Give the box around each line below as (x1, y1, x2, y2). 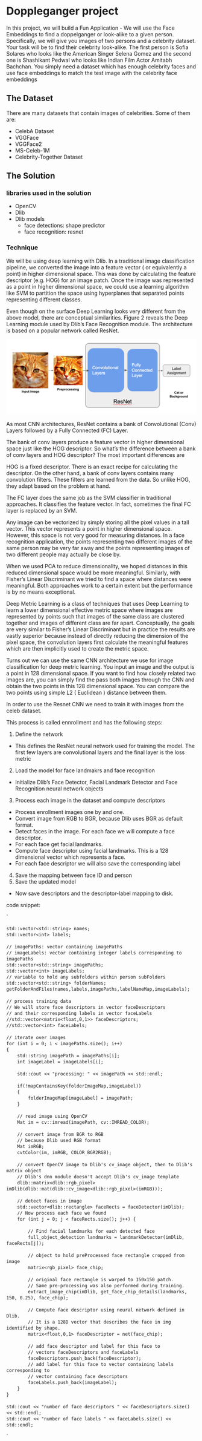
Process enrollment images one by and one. (14, 808, 125, 815)
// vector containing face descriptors (28, 1373, 128, 1379)
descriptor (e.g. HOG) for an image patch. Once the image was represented (6, 277, 194, 284)
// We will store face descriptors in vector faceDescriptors (6, 1004, 166, 1010)
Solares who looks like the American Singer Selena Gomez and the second (6, 50, 192, 57)
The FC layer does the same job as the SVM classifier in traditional (6, 494, 172, 501)
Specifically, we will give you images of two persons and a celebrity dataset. (6, 37, 196, 44)
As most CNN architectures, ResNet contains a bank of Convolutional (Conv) (6, 420, 197, 427)
